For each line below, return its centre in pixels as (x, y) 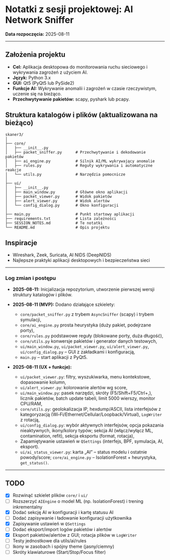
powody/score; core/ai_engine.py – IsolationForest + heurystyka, (88, 457)
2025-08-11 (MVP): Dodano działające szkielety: (64, 304)
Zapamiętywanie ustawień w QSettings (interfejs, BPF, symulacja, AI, (92, 441)
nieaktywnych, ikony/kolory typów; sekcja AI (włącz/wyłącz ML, (87, 430)
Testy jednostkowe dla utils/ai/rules (50, 541)
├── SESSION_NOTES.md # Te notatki (54, 223)
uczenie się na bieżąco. (37, 94)
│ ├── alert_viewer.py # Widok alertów (57, 201)
